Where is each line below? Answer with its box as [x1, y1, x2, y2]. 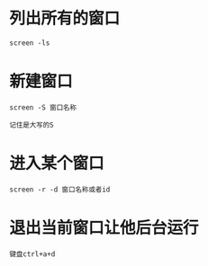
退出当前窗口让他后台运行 [9, 217, 200, 238]
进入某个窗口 [9, 154, 105, 173]
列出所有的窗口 [9, 8, 121, 29]
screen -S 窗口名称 [9, 102, 77, 112]
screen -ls [9, 38, 50, 48]
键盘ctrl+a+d [9, 249, 56, 259]
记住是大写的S [9, 120, 54, 129]
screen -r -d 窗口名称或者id [9, 185, 111, 194]
